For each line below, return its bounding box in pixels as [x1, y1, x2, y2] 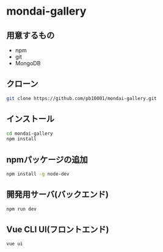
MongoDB [15, 60, 41, 67]
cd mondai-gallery [6, 130, 53, 137]
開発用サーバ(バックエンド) [6, 189, 109, 200]
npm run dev [6, 206, 37, 212]
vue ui [6, 241, 23, 247]
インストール [6, 114, 55, 124]
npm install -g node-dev [6, 171, 70, 178]
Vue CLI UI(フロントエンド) [6, 225, 109, 235]
